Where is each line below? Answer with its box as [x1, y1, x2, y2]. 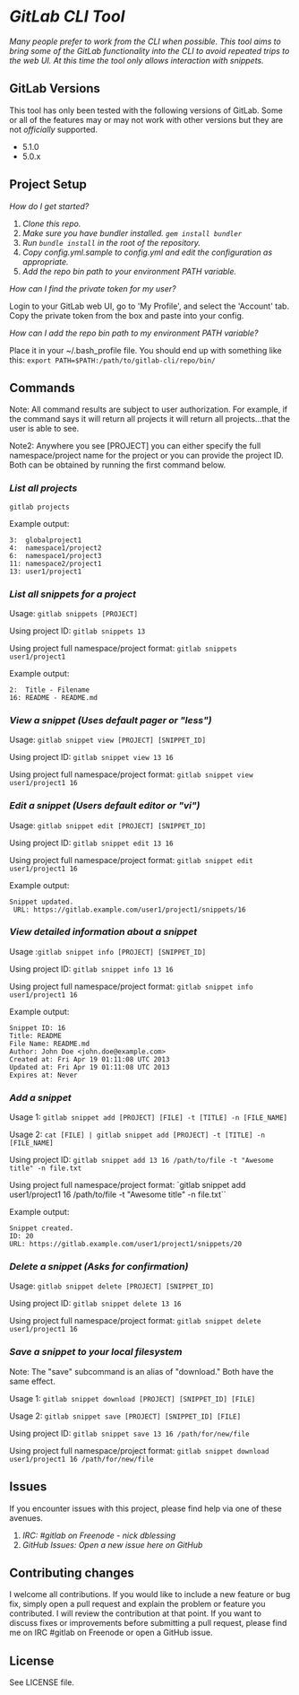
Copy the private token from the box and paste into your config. [9, 310, 244, 320]
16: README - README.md [9, 693, 98, 702]
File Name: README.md [9, 1039, 90, 1048]
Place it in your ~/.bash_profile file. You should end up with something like [9, 345, 282, 355]
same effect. [9, 1376, 56, 1386]
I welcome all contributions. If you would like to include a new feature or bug [9, 1589, 291, 1600]
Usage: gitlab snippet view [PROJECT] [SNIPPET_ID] [9, 734, 207, 746]
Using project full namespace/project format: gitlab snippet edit [9, 854, 253, 865]
